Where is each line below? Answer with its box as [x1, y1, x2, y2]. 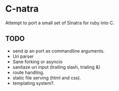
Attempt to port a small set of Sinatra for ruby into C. [5, 20, 115, 26]
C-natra [5, 3, 39, 15]
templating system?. [12, 80, 55, 86]
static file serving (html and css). [12, 74, 81, 81]
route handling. [12, 69, 45, 75]
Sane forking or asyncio [12, 59, 63, 65]
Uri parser [12, 53, 34, 59]
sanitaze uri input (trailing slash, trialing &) [12, 64, 100, 70]
